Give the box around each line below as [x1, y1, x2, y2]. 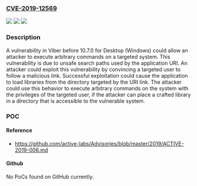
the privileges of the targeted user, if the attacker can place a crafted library [6, 91, 191, 98]
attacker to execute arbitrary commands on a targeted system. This [6, 53, 170, 60]
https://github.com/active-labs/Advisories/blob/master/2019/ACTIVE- [14, 140, 185, 147]
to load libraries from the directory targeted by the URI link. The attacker [6, 78, 182, 86]
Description [6, 33, 41, 42]
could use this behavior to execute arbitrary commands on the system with [6, 84, 189, 92]
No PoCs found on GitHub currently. [6, 173, 94, 180]
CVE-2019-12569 [6, 4, 57, 12]
